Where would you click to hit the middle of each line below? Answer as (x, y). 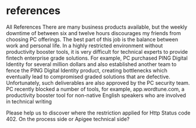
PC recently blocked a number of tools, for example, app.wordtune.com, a (95, 89)
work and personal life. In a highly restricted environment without (85, 46)
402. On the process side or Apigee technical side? (68, 119)
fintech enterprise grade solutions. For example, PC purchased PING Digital (97, 58)
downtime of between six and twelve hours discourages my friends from (94, 33)
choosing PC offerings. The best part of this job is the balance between (92, 39)
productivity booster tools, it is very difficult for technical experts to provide (97, 51)
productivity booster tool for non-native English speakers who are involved (96, 95)
